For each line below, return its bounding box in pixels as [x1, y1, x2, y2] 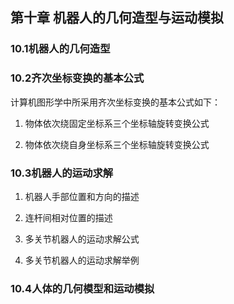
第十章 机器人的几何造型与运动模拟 [10, 9, 224, 27]
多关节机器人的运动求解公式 [24, 233, 140, 245]
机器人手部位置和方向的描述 [24, 190, 140, 202]
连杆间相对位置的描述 [24, 211, 113, 223]
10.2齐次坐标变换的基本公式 [10, 71, 145, 85]
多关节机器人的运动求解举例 [24, 254, 140, 266]
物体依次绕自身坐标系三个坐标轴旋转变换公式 [24, 138, 210, 150]
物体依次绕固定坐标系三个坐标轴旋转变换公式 [24, 117, 210, 129]
